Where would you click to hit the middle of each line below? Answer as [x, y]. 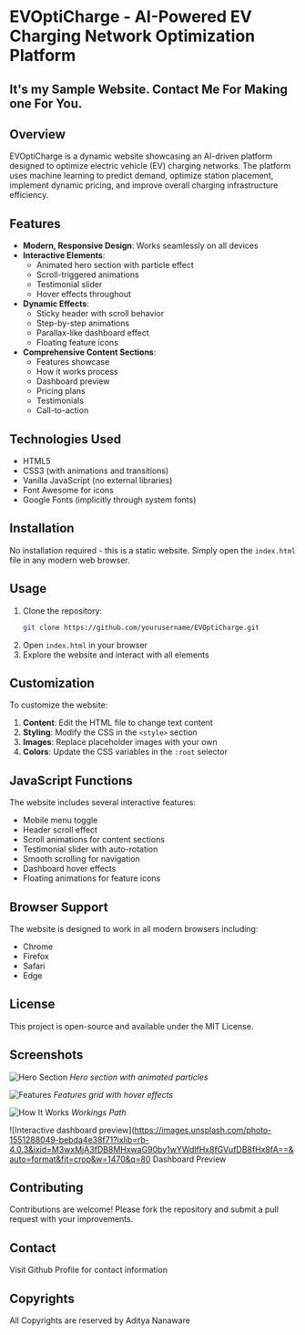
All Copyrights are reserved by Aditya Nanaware [100, 1320]
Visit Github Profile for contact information [89, 1270]
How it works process [77, 372]
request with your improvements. [71, 1219]
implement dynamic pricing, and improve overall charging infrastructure [144, 185]
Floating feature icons [77, 343]
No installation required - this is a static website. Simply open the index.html [152, 550]
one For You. [46, 103]
